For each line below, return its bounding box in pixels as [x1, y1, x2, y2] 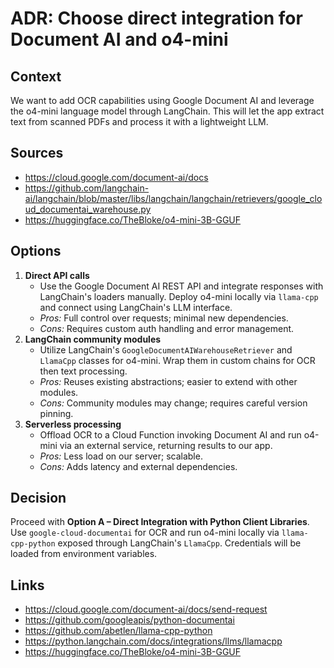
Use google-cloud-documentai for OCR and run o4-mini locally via [10, 527, 280, 539]
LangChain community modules [24, 333, 162, 345]
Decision [10, 490, 67, 507]
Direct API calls [24, 269, 90, 281]
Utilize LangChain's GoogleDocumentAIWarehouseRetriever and [39, 343, 293, 356]
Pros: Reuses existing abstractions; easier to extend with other [39, 375, 298, 387]
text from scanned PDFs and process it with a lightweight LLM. [10, 116, 269, 127]
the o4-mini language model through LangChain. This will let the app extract [10, 105, 325, 117]
